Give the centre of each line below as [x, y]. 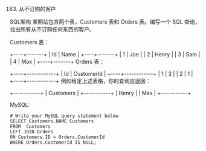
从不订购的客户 [37, 9]
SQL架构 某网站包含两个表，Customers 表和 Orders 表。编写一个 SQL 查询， [105, 22]
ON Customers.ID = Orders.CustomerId [57, 137]
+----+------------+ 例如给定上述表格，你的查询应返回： [80, 81]
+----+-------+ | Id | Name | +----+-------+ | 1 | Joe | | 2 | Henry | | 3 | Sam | [105, 54]
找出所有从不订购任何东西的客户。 [52, 29]
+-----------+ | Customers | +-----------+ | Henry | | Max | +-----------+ [101, 93]
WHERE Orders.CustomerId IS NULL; [53, 143]
